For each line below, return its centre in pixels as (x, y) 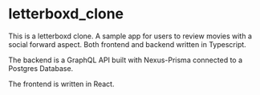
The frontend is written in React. (61, 84)
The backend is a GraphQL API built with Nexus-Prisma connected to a (126, 60)
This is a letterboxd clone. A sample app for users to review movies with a (130, 36)
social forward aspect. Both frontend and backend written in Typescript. (127, 44)
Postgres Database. (41, 68)
